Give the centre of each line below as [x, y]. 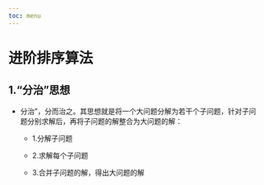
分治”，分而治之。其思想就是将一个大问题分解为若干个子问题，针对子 [134, 111]
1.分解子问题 [52, 138]
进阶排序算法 [51, 58]
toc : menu [25, 16]
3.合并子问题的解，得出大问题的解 [88, 172]
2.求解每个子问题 [60, 155]
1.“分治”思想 [39, 90]
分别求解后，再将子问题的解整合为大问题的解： [105, 121]
